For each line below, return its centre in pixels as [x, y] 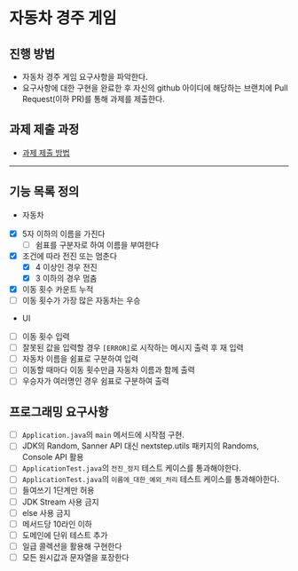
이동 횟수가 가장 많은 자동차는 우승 [81, 300]
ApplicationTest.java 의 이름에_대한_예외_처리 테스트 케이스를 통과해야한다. [151, 480]
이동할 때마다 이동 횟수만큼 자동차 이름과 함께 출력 [108, 370]
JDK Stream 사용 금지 [60, 502]
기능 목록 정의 [44, 192]
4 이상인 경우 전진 [66, 266]
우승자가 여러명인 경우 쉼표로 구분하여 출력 [96, 381]
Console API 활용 [53, 457]
